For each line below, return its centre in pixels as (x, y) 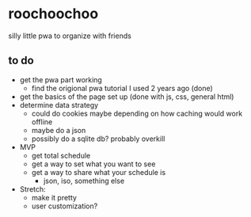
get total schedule (61, 155)
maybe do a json (59, 130)
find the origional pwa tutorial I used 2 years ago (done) (122, 88)
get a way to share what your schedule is (99, 172)
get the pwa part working (61, 79)
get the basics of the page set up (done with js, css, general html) (127, 97)
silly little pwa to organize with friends (70, 36)
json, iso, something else (84, 181)
